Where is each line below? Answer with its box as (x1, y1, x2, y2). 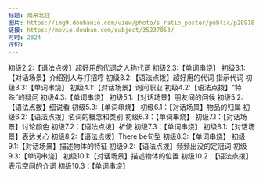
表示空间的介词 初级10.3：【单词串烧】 (8, 162, 130, 171)
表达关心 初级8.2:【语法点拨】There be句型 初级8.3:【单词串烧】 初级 (21, 132, 246, 141)
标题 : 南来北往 (8, 11, 51, 20)
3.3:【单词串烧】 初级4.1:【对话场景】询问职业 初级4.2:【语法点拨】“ (14, 83, 236, 93)
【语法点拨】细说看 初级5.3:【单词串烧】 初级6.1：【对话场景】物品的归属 (8, 103, 241, 112)
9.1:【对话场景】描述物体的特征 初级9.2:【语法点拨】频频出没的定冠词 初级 (8, 142, 247, 151)
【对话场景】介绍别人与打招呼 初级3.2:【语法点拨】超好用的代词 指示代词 (8, 73, 244, 82)
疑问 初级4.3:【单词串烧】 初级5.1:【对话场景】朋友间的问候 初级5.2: (24, 93, 243, 102)
